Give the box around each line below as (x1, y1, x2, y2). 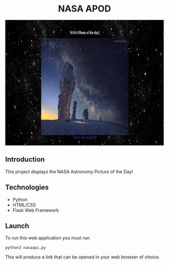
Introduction (5, 155, 45, 164)
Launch (5, 221, 29, 230)
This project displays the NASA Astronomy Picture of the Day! (5, 169, 133, 175)
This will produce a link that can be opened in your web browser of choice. (5, 254, 160, 260)
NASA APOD (57, 3, 112, 15)
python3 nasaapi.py (5, 245, 46, 250)
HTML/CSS (12, 202, 36, 208)
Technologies (5, 183, 49, 192)
